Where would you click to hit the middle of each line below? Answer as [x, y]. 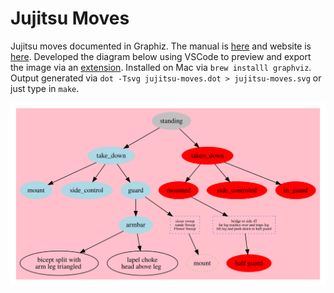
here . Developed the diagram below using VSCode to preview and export [161, 56]
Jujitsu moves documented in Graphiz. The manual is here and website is [161, 46]
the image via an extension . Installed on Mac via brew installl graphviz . [161, 67]
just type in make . [45, 88]
